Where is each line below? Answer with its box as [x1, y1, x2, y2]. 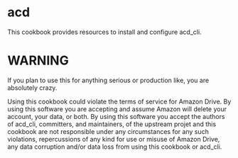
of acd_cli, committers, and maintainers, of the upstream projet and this [7, 120, 217, 128]
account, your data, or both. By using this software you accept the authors [7, 112, 225, 120]
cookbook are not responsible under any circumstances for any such [7, 127, 210, 135]
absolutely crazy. [7, 83, 58, 92]
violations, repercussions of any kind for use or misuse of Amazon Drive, [7, 135, 220, 143]
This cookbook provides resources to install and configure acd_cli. [7, 28, 202, 36]
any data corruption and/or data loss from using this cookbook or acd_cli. [7, 142, 222, 151]
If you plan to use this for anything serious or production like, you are [7, 76, 210, 84]
